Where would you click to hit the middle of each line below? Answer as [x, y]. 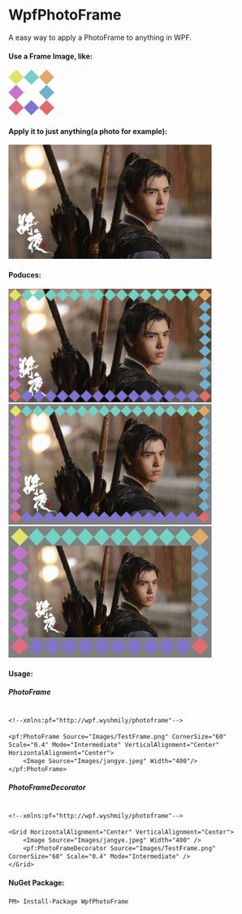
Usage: [21, 673]
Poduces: [25, 274]
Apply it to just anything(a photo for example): [88, 131]
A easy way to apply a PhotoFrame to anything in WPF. [100, 37]
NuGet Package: [37, 883]
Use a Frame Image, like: [51, 56]
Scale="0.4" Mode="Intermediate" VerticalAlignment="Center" [114, 745]
